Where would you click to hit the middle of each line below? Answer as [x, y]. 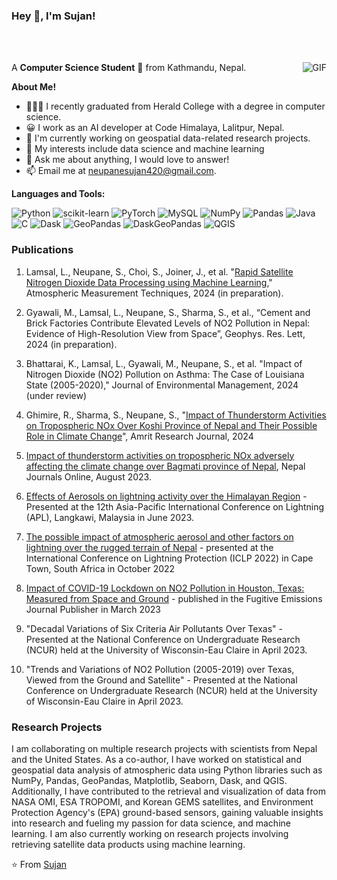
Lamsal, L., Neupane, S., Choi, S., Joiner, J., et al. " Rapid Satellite [159, 271]
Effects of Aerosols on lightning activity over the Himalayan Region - [166, 496]
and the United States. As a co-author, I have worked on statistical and [156, 759]
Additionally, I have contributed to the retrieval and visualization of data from [168, 791]
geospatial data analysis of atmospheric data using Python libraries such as [167, 770]
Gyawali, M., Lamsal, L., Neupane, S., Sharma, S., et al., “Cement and [168, 312]
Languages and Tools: [58, 194]
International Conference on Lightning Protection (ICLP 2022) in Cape [169, 558]
